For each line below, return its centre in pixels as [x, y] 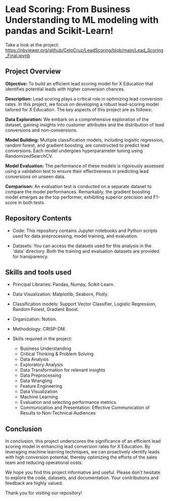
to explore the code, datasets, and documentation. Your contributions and [82, 478]
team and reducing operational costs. [44, 463]
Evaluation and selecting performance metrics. [69, 402]
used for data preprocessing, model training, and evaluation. [75, 236]
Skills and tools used [38, 272]
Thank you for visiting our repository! [44, 493]
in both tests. [32, 202]
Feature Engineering [41, 386]
